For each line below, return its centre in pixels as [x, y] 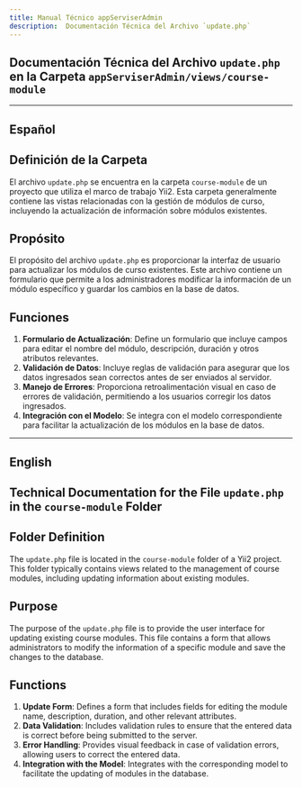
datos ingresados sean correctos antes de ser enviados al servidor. [147, 377]
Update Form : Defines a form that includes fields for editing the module [155, 707]
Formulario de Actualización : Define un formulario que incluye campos [155, 340]
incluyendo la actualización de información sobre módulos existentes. [138, 210]
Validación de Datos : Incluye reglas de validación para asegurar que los [156, 368]
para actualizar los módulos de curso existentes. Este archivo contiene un [146, 270]
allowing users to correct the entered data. [101, 755]
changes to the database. [57, 657]
